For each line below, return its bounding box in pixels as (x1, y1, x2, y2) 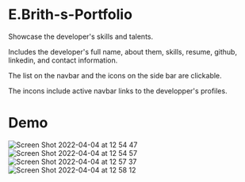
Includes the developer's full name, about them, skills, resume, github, (8, 47, 238, 56)
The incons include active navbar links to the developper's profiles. (8, 85, 228, 96)
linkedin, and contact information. (8, 55, 118, 65)
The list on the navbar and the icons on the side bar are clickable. (8, 70, 222, 80)
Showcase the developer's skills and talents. (8, 32, 153, 41)
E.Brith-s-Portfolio (8, 6, 133, 24)
